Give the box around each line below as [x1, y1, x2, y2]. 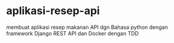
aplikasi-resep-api [6, 4, 100, 18]
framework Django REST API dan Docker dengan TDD [6, 29, 139, 37]
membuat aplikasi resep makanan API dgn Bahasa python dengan [6, 24, 169, 31]
